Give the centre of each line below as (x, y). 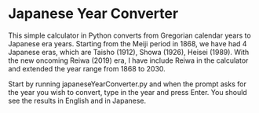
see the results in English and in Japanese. (77, 100)
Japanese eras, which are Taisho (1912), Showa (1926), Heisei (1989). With (129, 52)
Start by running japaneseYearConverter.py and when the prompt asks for (128, 84)
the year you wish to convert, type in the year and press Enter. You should (128, 92)
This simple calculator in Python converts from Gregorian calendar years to (129, 35)
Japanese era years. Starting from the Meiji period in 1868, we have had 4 (128, 43)
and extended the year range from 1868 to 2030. (87, 68)
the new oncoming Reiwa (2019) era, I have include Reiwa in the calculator (128, 60)
